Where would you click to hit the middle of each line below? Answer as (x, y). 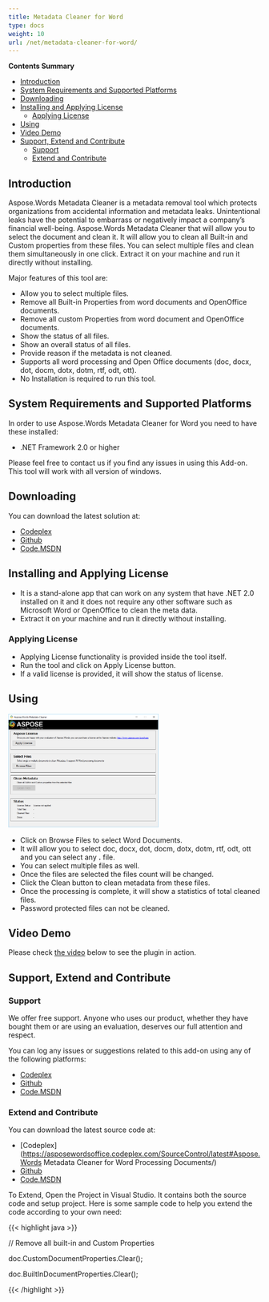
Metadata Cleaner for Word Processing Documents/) (130, 1162)
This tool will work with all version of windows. (85, 471)
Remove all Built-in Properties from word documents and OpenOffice (133, 302)
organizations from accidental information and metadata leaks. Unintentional (134, 212)
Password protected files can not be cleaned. (95, 908)
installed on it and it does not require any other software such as (126, 601)
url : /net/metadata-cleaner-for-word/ (73, 42)
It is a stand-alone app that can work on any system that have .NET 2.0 (137, 592)
